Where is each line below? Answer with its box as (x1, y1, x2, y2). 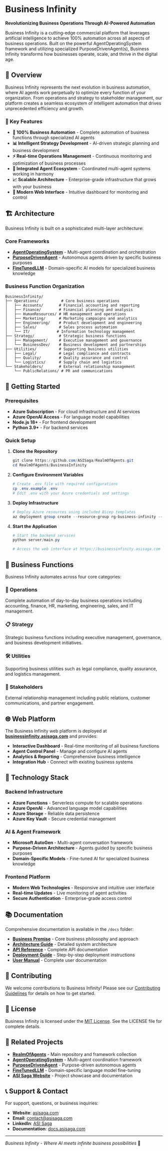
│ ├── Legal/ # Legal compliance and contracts (5, 351, 131, 356)
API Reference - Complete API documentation (12, 947, 108, 953)
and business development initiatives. (5, 640, 83, 646)
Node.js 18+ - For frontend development (12, 419, 96, 425)
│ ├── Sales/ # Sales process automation (5, 325, 117, 330)
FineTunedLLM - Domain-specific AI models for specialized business (12, 265, 155, 271)
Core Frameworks (5, 238, 49, 245)
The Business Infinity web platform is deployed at (5, 728, 107, 734)
